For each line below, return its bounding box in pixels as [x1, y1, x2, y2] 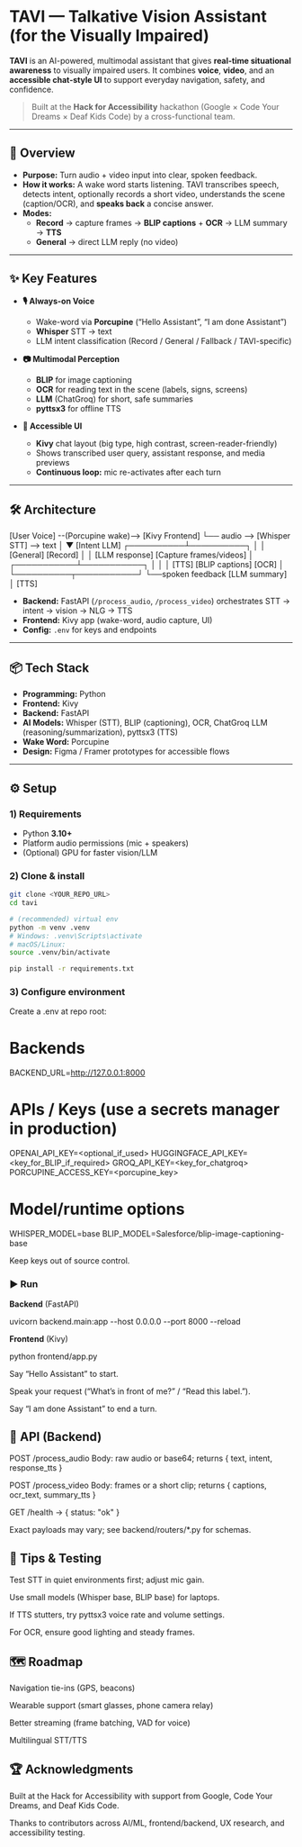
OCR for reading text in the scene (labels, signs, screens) [35, 384, 248, 394]
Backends [9, 1037, 85, 1058]
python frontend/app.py [9, 1351, 98, 1362]
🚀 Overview [9, 146, 75, 161]
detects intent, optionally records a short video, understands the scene [22, 188, 286, 199]
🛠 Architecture [9, 502, 97, 517]
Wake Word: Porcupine [22, 737, 110, 747]
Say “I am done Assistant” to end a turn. [9, 1403, 157, 1414]
